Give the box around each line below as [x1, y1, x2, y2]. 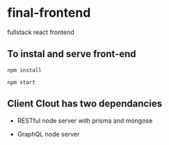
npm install [7, 66, 42, 74]
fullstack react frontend [7, 28, 74, 36]
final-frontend [7, 5, 91, 21]
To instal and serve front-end [7, 48, 137, 60]
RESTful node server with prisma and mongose [17, 116, 153, 125]
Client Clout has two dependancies [7, 98, 162, 109]
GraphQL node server [17, 130, 80, 138]
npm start [7, 79, 36, 86]
